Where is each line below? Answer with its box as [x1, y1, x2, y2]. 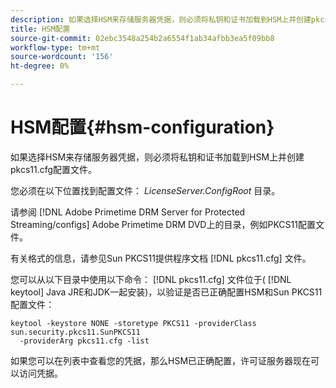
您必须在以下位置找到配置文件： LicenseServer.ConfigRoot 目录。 [10, 184, 281, 196]
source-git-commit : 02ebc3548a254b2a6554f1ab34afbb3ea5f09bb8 [10, 33, 275, 43]
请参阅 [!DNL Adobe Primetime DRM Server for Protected [10, 206, 246, 218]
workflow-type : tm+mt [10, 42, 101, 53]
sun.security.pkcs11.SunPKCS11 [10, 327, 141, 337]
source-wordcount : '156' [10, 52, 114, 62]
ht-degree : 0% [10, 61, 70, 71]
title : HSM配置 [10, 24, 71, 34]
